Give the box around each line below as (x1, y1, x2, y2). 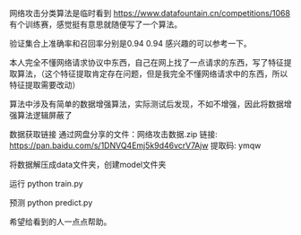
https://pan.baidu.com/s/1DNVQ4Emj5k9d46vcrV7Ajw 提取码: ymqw (9, 140, 262, 151)
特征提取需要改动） (9, 80, 81, 90)
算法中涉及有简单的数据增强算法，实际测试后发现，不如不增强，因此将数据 (9, 99, 284, 109)
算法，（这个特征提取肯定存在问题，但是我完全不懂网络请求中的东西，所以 (16, 68, 288, 79)
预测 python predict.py (9, 197, 93, 208)
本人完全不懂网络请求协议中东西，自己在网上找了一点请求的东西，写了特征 (9, 57, 284, 67)
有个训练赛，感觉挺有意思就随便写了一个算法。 (9, 19, 182, 30)
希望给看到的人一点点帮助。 (9, 216, 112, 227)
